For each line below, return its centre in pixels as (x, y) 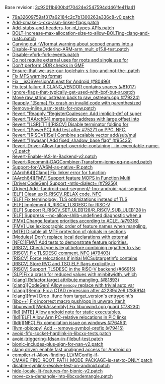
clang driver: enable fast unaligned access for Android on (71, 349)
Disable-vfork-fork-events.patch (46, 54)
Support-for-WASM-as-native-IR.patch (52, 167)
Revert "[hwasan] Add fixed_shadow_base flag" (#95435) (72, 140)
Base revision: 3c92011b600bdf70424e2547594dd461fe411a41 (70, 7)
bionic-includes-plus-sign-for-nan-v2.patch (58, 344)
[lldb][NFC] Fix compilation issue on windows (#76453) (69, 323)
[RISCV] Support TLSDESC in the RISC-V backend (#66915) (74, 269)
